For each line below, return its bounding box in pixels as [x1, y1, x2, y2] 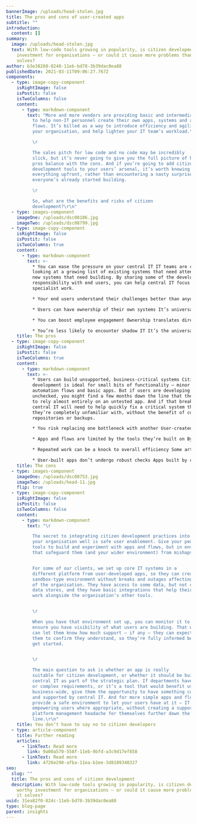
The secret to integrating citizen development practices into [32, 533, 191, 540]
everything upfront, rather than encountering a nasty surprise [32, 171, 193, 178]
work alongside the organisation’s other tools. [32, 593, 154, 599]
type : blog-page [6, 803, 46, 809]
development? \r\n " [32, 204, 77, 209]
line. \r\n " [32, 716, 59, 722]
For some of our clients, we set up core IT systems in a [32, 565, 177, 571]
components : [6, 74, 35, 80]
